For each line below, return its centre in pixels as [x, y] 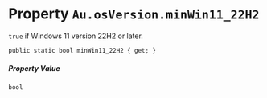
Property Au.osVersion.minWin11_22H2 [134, 14]
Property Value [34, 68]
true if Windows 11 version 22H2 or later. [76, 36]
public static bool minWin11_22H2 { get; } [82, 50]
